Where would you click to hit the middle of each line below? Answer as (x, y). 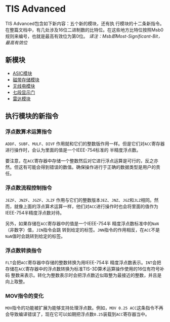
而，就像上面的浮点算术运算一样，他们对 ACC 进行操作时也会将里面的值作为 (82, 206)
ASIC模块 (22, 73)
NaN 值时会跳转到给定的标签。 (35, 236)
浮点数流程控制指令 (29, 188)
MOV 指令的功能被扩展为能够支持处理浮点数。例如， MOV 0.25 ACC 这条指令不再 (84, 308)
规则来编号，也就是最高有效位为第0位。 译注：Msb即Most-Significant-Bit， (84, 36)
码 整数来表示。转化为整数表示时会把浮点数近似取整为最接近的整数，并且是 (83, 275)
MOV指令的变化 (25, 296)
